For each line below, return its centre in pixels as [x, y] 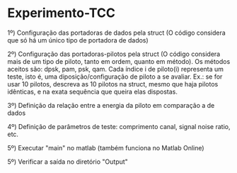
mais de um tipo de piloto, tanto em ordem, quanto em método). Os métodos [119, 61]
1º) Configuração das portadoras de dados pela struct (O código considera [117, 33]
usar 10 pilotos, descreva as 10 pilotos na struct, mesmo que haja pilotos [113, 84]
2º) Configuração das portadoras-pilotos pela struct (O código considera [114, 54]
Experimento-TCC [61, 13]
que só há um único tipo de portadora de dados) [78, 40]
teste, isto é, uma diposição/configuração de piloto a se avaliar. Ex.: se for [115, 77]
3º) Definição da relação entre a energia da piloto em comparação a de [111, 105]
